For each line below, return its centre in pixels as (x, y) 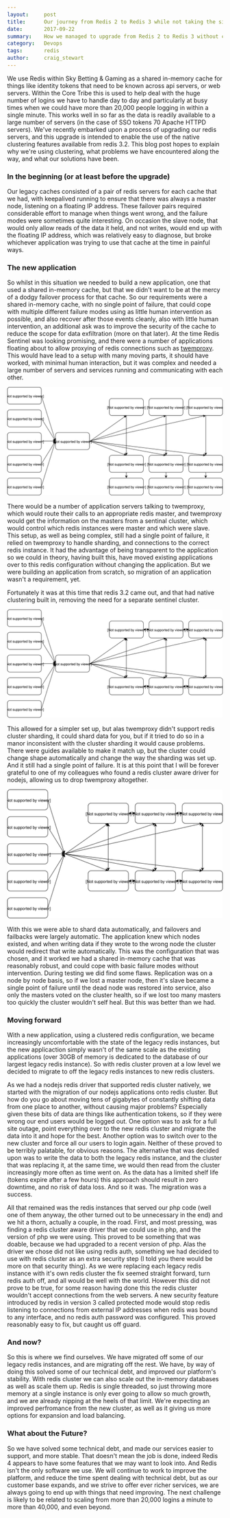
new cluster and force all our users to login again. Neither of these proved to (115, 1143)
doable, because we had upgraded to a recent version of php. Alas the (107, 1244)
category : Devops (35, 44)
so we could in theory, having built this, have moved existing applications (110, 557)
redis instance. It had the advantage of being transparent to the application (113, 550)
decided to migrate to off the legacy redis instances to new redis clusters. (111, 1071)
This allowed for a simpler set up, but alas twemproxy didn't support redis (111, 729)
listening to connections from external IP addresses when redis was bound (112, 1310)
